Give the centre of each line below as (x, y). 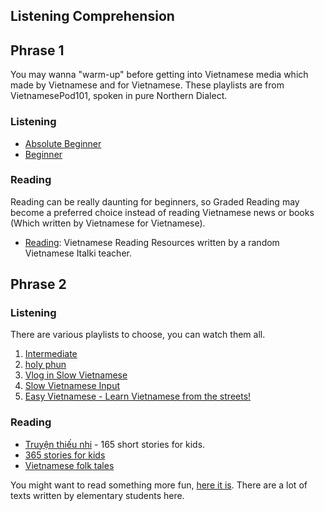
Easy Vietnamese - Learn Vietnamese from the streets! (138, 396)
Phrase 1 (37, 50)
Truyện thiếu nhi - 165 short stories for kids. (115, 444)
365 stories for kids (65, 455)
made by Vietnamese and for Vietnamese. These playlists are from (147, 85)
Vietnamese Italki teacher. (78, 253)
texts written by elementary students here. (97, 495)
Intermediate (51, 354)
